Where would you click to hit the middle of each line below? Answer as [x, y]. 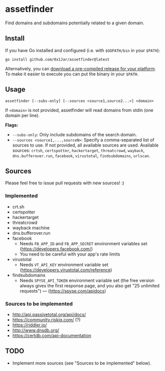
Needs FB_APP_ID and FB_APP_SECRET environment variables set [83, 243]
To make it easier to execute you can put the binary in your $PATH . [72, 74]
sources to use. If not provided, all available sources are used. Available [85, 145]
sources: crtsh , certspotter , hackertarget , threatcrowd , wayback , [78, 150]
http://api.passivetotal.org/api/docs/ [49, 314]
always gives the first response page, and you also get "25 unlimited [90, 285]
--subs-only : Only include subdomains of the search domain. [75, 134]
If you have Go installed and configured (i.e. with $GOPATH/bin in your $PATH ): [82, 50]
